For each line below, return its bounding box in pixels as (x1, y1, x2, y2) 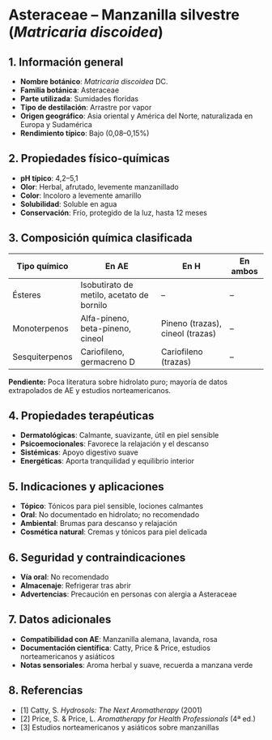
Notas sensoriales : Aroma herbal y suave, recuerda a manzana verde (19, 660, 253, 669)
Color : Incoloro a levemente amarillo (19, 190, 142, 200)
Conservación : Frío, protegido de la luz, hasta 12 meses (19, 207, 208, 217)
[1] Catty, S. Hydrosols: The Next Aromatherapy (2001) (19, 705, 202, 715)
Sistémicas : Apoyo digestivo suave (19, 447, 139, 457)
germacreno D (80, 356, 135, 367)
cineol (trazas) (160, 327, 217, 339)
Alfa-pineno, (80, 312, 130, 323)
